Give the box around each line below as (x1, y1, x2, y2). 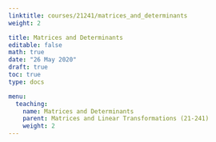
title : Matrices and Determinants (8, 34, 124, 41)
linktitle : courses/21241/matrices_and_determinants (8, 11, 188, 20)
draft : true (8, 63, 48, 72)
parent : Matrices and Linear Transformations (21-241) (22, 115, 210, 123)
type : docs (8, 77, 45, 86)
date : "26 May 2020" (8, 56, 78, 64)
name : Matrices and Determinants (22, 107, 134, 116)
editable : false (8, 41, 62, 49)
